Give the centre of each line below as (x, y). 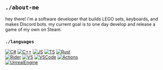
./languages (20, 41)
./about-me (22, 8)
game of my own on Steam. (33, 29)
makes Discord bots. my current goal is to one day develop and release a (80, 24)
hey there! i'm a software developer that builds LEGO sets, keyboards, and (82, 19)
